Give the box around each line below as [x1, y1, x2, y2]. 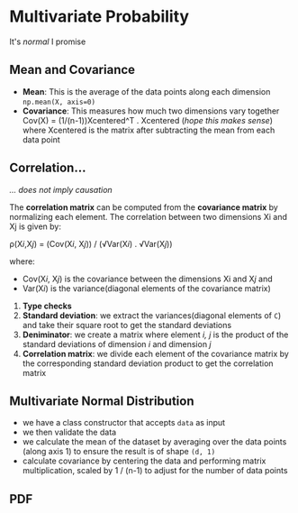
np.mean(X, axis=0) [22, 97, 96, 106]
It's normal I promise [9, 36, 86, 47]
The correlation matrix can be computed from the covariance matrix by [9, 201, 279, 213]
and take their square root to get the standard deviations [22, 319, 232, 330]
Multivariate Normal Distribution [9, 393, 194, 408]
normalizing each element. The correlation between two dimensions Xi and [9, 211, 288, 222]
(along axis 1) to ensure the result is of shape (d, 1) [22, 446, 216, 457]
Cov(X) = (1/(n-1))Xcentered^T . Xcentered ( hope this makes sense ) [22, 115, 273, 125]
